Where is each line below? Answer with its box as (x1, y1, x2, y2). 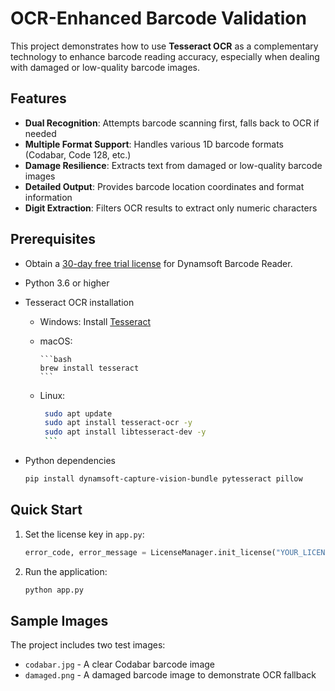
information (24, 191, 73, 203)
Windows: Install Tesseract (39, 315, 151, 327)
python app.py (24, 585, 84, 595)
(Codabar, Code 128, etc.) (24, 148, 132, 161)
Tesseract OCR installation (24, 296, 135, 308)
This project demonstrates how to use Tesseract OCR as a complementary (10, 40, 319, 52)
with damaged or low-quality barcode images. (10, 61, 201, 73)
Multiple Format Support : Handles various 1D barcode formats (24, 138, 284, 150)
